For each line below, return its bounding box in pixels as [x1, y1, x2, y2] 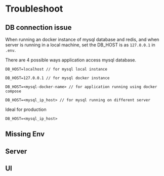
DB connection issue [5, 23, 72, 32]
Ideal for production [5, 106, 47, 112]
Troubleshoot [5, 3, 63, 15]
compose [5, 89, 22, 94]
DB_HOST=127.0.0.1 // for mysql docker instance [5, 76, 110, 81]
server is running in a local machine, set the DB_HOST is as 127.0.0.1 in [5, 42, 155, 48]
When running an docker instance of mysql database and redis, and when [5, 36, 159, 42]
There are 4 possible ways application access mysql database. [5, 57, 137, 63]
